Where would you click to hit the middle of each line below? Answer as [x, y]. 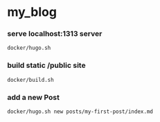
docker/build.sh [30, 80]
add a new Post [34, 97]
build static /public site [46, 65]
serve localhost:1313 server [55, 34]
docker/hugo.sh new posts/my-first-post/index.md [80, 112]
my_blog [32, 12]
